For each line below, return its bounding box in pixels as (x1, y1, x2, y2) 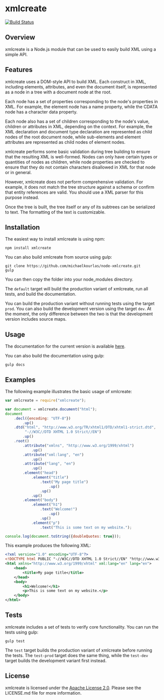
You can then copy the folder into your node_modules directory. (5, 277, 133, 283)
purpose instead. (5, 194, 40, 200)
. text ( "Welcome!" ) (40, 507, 78, 512)
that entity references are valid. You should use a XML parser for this (5, 189, 143, 195)
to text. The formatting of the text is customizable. (5, 209, 106, 215)
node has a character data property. (5, 109, 78, 115)
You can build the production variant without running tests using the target (5, 301, 155, 306)
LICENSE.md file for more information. (5, 690, 82, 696)
